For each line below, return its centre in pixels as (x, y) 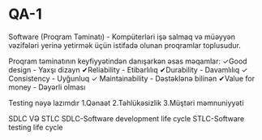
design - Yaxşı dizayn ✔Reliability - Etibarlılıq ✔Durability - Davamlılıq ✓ (128, 69)
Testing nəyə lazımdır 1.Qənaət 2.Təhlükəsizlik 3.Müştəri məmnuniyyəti (126, 103)
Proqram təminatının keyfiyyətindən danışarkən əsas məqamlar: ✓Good (128, 61)
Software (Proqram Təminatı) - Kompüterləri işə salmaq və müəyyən (122, 37)
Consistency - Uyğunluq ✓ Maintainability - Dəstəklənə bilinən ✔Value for (132, 78)
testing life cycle (36, 127)
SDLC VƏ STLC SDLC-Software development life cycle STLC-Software (127, 118)
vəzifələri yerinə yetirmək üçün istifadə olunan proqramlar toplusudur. (125, 45)
